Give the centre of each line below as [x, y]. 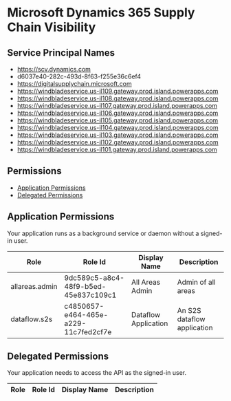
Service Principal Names [61, 53]
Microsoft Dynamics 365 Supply [101, 13]
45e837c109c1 [90, 295]
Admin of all [196, 282]
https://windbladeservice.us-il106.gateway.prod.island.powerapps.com [118, 113]
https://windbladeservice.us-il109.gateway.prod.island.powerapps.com [118, 91]
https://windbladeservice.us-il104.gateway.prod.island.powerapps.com [118, 128]
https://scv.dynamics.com [54, 69]
